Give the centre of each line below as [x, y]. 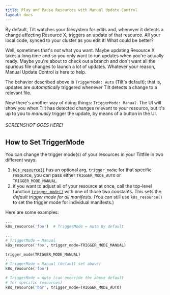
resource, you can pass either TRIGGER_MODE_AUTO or [67, 175]
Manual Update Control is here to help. [46, 72]
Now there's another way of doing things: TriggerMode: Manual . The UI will [83, 102]
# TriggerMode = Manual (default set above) [53, 264]
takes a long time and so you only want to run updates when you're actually [84, 55]
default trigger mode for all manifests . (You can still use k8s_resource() [88, 197]
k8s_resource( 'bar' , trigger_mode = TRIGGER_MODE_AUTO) [64, 287]
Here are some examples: [32, 212]
